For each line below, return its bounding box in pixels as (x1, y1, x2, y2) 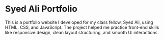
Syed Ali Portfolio (5, 3, 78, 14)
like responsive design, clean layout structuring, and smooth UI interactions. (5, 29, 159, 35)
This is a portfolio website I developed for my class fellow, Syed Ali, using (5, 19, 153, 25)
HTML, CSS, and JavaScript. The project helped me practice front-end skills (5, 24, 159, 30)
